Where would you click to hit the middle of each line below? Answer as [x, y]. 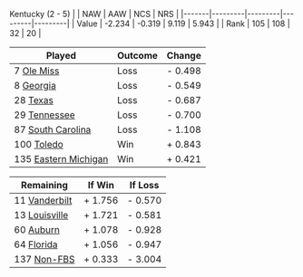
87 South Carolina [53, 129]
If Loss [144, 185]
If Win [101, 185]
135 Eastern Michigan [61, 159]
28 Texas [34, 100]
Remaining [44, 185]
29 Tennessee [44, 115]
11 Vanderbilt [43, 201]
